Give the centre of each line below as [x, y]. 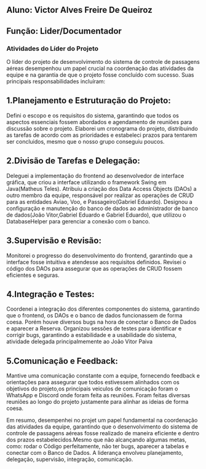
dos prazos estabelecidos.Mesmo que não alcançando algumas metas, [97, 440]
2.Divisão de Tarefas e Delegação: [73, 161]
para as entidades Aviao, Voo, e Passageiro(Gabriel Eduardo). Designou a [99, 201]
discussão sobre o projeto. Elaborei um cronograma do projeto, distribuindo [102, 128]
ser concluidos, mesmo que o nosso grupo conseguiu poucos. [85, 141]
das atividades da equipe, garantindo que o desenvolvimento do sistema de [102, 427]
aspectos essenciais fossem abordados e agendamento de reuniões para [99, 122]
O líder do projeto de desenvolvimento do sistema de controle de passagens [103, 62]
